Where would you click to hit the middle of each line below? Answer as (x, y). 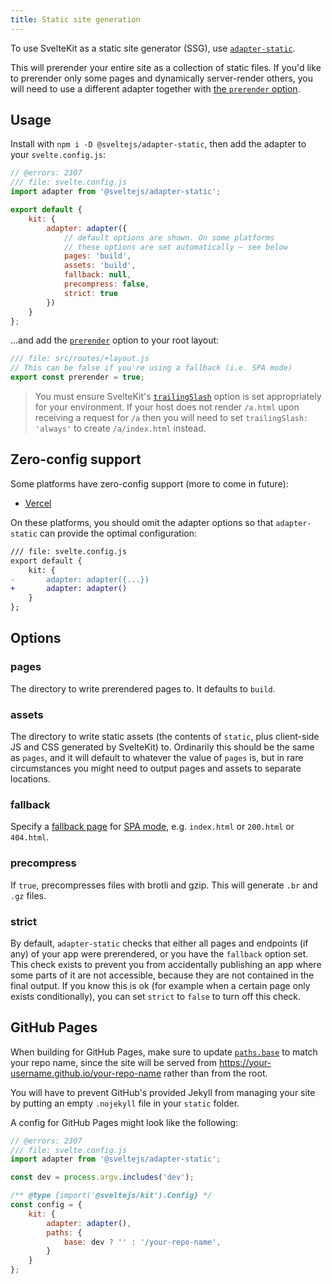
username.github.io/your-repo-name (86, 1073)
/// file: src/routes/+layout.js (80, 359)
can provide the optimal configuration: (118, 533)
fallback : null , (97, 275)
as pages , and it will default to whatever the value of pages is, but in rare (157, 757)
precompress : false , (106, 284)
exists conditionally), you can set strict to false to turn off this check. (156, 996)
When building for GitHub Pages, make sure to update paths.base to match (164, 1052)
